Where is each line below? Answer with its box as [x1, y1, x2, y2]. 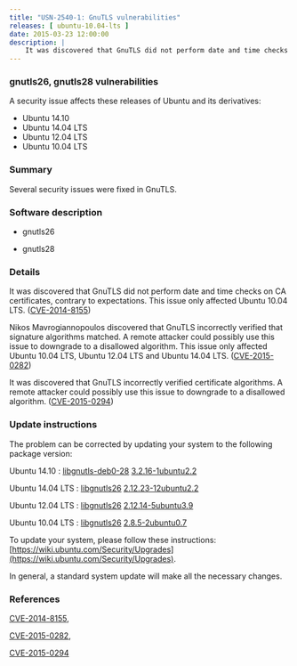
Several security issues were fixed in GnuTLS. [9, 183, 178, 194]
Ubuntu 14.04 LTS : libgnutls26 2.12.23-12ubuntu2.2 [9, 483, 199, 493]
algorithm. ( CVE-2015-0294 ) [9, 396, 114, 407]
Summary [9, 164, 53, 176]
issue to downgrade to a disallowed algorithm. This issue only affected [9, 341, 268, 352]
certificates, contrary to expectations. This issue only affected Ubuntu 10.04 [9, 296, 288, 306]
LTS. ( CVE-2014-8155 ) [9, 305, 92, 316]
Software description [9, 206, 103, 218]
